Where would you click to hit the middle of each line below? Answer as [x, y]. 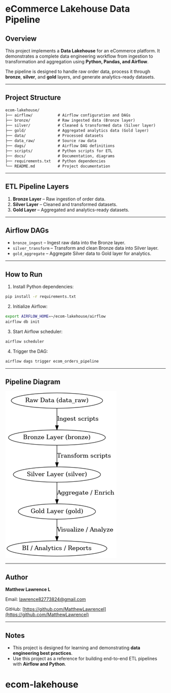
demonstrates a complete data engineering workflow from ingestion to [79, 56]
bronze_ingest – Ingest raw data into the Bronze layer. [69, 243]
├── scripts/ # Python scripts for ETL [59, 151]
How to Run [24, 274]
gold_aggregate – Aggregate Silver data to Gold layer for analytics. [82, 253]
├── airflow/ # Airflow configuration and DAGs [68, 115]
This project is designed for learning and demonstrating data [76, 648]
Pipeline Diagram [33, 382]
